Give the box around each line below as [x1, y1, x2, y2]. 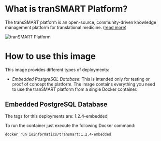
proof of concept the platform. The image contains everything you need [12, 81, 156, 87]
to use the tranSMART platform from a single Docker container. [12, 86, 138, 92]
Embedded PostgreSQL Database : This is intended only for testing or [12, 76, 150, 82]
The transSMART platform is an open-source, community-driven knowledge [5, 19, 157, 25]
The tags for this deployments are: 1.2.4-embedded [5, 113, 108, 119]
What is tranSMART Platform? [5, 3, 128, 14]
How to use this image [5, 51, 96, 62]
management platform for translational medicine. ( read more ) [5, 24, 127, 30]
